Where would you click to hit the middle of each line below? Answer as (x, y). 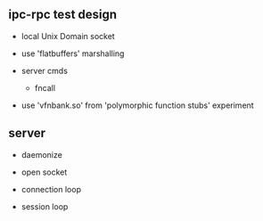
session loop (45, 206)
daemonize (42, 154)
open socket (44, 172)
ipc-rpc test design (63, 15)
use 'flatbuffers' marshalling (73, 53)
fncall (45, 87)
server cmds (45, 70)
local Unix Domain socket (68, 36)
